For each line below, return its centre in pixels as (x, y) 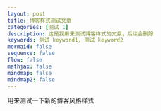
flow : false (25, 60)
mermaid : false (30, 47)
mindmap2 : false (31, 80)
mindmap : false (30, 73)
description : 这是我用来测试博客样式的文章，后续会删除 (80, 34)
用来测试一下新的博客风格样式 (50, 100)
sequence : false (31, 54)
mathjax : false (30, 66)
